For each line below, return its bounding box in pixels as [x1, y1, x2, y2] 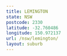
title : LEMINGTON [6, 8, 48, 15]
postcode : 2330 [6, 19, 43, 25]
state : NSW [6, 14, 33, 20]
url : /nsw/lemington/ [6, 36, 59, 41]
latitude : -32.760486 [6, 24, 59, 31]
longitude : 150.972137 [6, 30, 61, 36]
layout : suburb [6, 41, 43, 47]
